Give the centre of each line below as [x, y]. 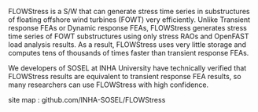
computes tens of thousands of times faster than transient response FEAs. [129, 53]
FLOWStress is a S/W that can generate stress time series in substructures [129, 11]
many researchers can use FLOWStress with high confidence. [109, 85]
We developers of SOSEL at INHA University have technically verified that [127, 68]
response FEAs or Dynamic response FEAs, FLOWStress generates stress [128, 28]
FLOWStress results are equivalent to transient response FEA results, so [125, 76]
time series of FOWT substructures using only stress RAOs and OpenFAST [129, 36]
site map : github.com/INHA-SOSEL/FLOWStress [87, 100]
